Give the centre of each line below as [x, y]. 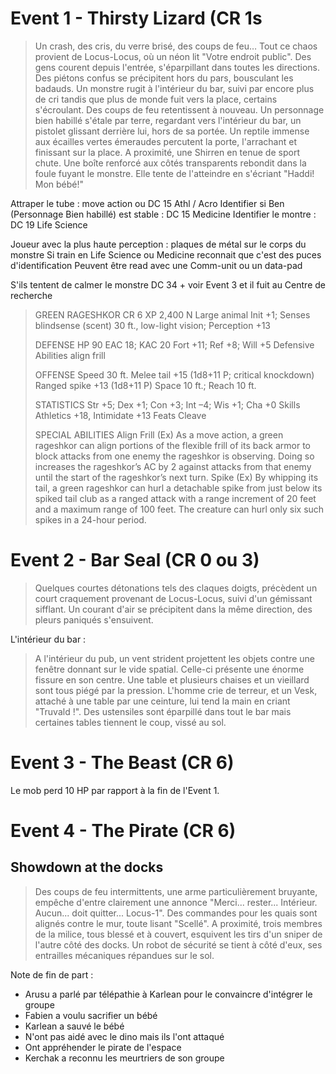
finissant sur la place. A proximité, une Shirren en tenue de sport [167, 152]
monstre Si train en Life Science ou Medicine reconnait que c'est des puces [166, 254]
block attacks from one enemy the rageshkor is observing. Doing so [174, 456]
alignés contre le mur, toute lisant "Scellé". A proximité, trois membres [178, 923]
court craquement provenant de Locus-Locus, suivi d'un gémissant [173, 598]
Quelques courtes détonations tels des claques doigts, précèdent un [176, 588]
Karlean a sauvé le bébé [74, 1026]
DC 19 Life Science [49, 224]
